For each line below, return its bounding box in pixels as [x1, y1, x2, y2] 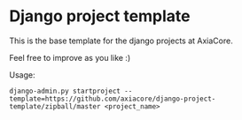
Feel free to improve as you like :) [9, 52, 131, 63]
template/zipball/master [9, 101, 101, 111]
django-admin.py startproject [9, 86, 121, 95]
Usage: [9, 69, 35, 80]
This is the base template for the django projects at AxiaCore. [9, 35, 233, 46]
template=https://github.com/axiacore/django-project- [9, 94, 216, 103]
